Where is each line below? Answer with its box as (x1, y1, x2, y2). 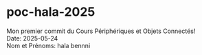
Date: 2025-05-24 (6, 34, 58, 42)
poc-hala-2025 (6, 4, 96, 20)
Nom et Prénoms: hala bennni (6, 41, 91, 49)
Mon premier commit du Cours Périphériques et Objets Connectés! (6, 27, 196, 35)
